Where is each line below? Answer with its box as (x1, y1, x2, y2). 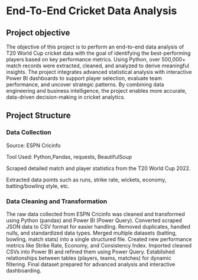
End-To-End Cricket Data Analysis (6, 4, 177, 18)
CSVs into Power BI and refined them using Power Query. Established (6, 248, 176, 255)
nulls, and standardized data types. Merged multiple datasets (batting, (6, 229, 177, 236)
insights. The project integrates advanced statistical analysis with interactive (6, 69, 192, 75)
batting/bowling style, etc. (6, 182, 70, 190)
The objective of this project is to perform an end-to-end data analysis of (6, 43, 184, 50)
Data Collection (6, 128, 51, 136)
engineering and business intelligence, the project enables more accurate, (6, 87, 187, 94)
